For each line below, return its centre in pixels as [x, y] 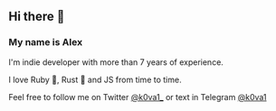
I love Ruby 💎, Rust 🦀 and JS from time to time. [95, 79]
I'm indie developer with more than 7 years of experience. [116, 62]
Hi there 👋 [37, 17]
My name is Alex [46, 42]
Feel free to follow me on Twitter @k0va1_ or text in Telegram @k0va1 [138, 97]
